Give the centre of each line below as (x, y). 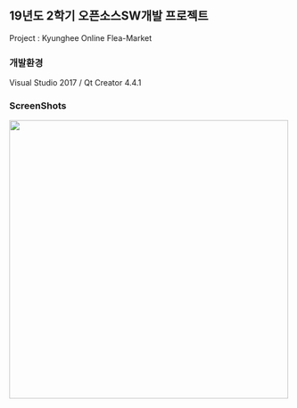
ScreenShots (38, 106)
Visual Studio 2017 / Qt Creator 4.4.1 (75, 83)
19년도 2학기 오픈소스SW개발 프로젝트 (109, 16)
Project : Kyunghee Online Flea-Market (81, 37)
